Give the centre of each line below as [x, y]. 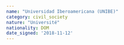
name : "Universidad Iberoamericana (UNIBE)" [62, 11]
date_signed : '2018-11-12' [40, 33]
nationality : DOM [28, 28]
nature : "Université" [33, 22]
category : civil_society [37, 17]
